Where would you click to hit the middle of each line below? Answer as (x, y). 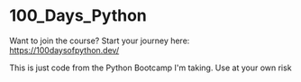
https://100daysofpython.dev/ (64, 50)
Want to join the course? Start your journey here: (100, 41)
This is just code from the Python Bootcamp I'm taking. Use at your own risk (150, 68)
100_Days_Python (78, 16)
